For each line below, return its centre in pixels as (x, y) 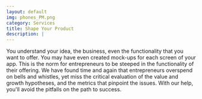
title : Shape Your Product (40, 28)
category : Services (31, 23)
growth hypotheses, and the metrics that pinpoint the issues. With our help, (100, 83)
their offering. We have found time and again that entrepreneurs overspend (99, 70)
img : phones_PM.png (31, 17)
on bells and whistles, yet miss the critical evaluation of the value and (93, 77)
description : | (25, 34)
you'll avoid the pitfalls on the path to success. (64, 89)
